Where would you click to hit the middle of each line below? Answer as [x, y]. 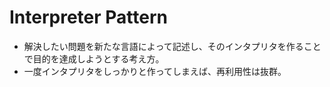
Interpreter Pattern [88, 17]
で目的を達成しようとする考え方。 [94, 58]
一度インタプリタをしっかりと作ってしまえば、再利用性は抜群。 [155, 71]
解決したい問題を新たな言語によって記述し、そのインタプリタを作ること [172, 46]
